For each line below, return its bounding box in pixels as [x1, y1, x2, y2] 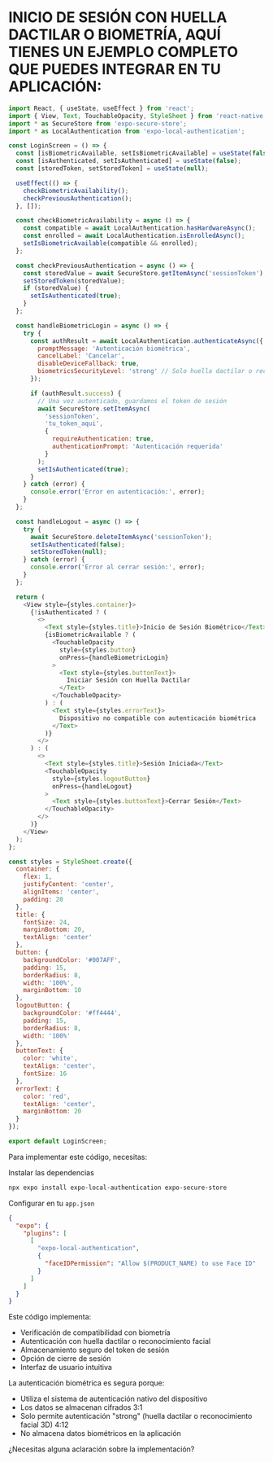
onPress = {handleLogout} [51, 782, 132, 790]
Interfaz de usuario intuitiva [19, 1363, 112, 1372]
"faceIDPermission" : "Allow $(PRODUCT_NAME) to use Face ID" [44, 1259, 256, 1268]
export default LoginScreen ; [8, 1137, 107, 1146]
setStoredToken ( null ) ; [29, 548, 107, 556]
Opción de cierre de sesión [19, 1354, 111, 1363]
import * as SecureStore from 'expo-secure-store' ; [8, 119, 187, 128]
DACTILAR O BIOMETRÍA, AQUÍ [8, 25, 221, 44]
